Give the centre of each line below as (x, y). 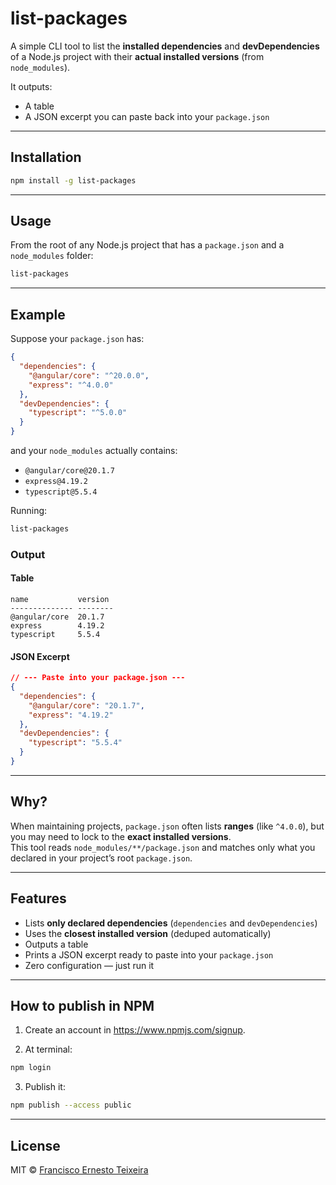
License (35, 1145)
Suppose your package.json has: (77, 339)
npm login (31, 1068)
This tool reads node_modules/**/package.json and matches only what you (163, 847)
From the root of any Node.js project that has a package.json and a (147, 245)
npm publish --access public (71, 1105)
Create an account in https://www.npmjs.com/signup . (135, 1030)
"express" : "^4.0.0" (71, 385)
